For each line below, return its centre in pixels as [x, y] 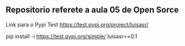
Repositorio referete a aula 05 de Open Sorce [92, 10]
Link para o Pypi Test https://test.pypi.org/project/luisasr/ [77, 24]
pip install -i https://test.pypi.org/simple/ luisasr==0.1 [72, 36]
